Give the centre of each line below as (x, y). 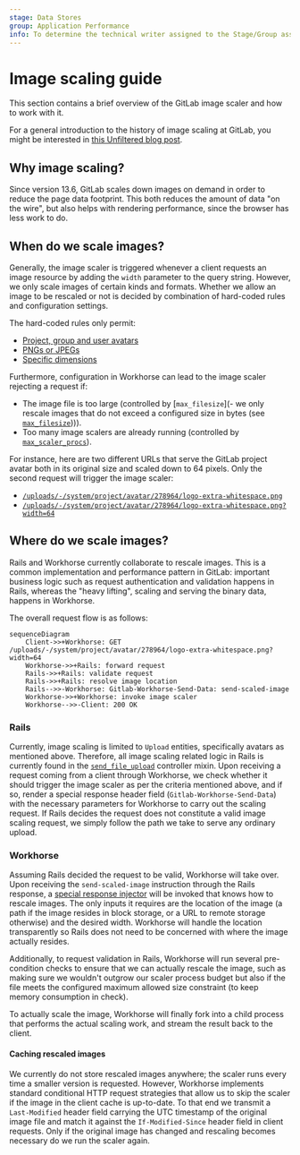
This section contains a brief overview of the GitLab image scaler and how (146, 103)
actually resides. (39, 942)
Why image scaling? (67, 168)
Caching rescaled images (58, 1054)
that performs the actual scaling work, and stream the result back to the (142, 1024)
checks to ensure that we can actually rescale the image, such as (166, 969)
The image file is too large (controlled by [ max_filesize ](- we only (143, 403)
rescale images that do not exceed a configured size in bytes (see (143, 413)
